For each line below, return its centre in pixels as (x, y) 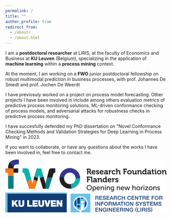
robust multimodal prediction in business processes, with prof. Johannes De (85, 79)
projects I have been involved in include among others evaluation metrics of (85, 100)
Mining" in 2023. (23, 137)
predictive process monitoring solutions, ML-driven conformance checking (84, 105)
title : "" (16, 16)
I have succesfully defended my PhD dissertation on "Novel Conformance (83, 126)
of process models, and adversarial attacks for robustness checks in (78, 111)
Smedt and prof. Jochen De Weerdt (43, 85)
